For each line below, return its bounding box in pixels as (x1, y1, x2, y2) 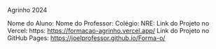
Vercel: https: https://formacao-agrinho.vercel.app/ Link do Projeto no (7, 27, 210, 35)
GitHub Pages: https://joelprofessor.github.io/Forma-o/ (7, 34, 166, 42)
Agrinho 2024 (7, 6, 48, 14)
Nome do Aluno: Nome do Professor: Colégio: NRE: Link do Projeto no (7, 19, 210, 27)
